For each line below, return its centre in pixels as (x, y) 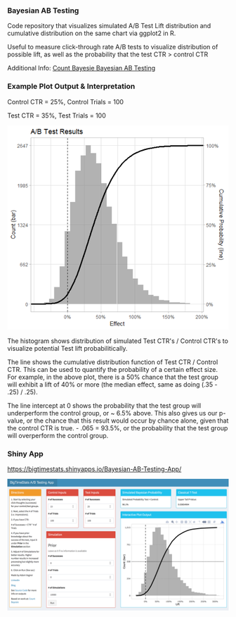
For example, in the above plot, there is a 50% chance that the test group (113, 377)
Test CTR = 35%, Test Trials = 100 (57, 116)
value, (16, 420)
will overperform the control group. (58, 435)
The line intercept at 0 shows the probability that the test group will (104, 405)
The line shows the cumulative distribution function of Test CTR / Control (113, 362)
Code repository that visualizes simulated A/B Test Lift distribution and (109, 26)
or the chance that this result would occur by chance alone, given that (127, 420)
